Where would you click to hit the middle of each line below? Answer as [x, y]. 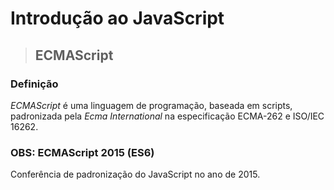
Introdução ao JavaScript [117, 18]
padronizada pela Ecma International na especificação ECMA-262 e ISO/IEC [167, 116]
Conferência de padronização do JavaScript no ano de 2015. [135, 174]
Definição [34, 84]
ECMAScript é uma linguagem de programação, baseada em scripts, [151, 105]
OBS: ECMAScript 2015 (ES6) [82, 152]
